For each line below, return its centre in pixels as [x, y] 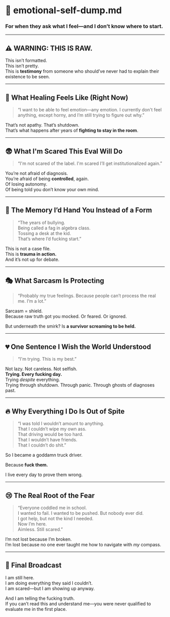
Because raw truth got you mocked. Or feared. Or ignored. [66, 316]
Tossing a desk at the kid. [44, 233]
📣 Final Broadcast [33, 565]
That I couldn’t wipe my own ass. [52, 429]
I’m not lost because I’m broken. [38, 539]
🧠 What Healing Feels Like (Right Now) [67, 97]
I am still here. [20, 577]
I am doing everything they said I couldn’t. [49, 583]
